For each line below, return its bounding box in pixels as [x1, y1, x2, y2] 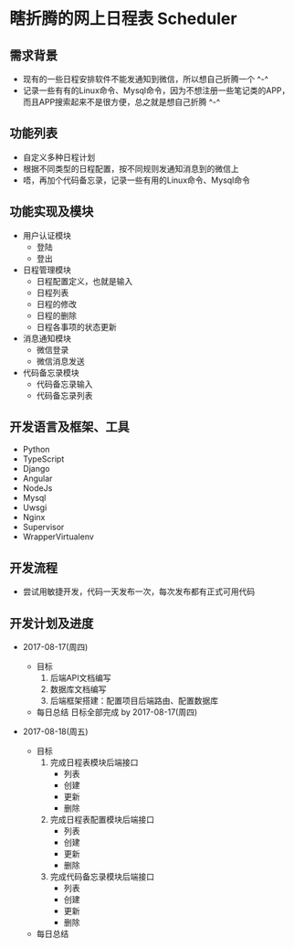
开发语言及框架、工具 [9, 420, 130, 435]
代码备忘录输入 [36, 378, 93, 389]
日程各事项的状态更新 [36, 321, 117, 332]
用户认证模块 [22, 229, 71, 240]
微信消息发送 [36, 356, 85, 367]
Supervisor [22, 522, 65, 533]
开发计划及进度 [9, 615, 94, 631]
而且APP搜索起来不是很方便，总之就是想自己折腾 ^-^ [22, 97, 221, 107]
